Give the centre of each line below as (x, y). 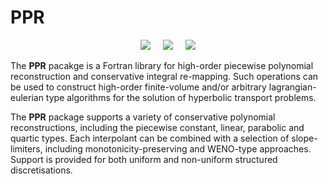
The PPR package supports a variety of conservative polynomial (143, 117)
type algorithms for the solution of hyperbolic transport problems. (181, 97)
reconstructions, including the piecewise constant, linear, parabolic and (157, 127)
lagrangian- (292, 87)
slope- (304, 138)
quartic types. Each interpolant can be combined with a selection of (150, 138)
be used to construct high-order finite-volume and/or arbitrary (138, 87)
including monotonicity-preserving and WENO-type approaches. (178, 148)
